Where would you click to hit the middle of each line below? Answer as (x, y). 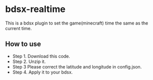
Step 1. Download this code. (41, 56)
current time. (19, 28)
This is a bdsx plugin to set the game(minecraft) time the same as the (77, 23)
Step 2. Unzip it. (29, 61)
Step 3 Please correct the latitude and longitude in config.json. (77, 66)
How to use (23, 44)
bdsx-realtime (35, 9)
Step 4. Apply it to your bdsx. (42, 72)
